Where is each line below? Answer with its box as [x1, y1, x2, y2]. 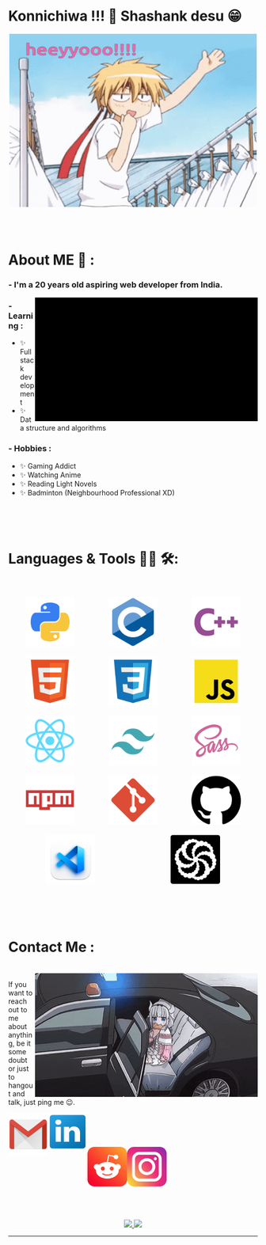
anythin [8, 1030, 33, 1039]
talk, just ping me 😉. [8, 1097, 75, 1106]
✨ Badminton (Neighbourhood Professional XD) [19, 488, 176, 497]
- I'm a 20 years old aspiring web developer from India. [8, 279, 223, 290]
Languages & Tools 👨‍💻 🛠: [8, 549, 179, 567]
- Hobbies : [8, 443, 52, 454]
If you [8, 979, 28, 989]
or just [8, 1064, 29, 1073]
